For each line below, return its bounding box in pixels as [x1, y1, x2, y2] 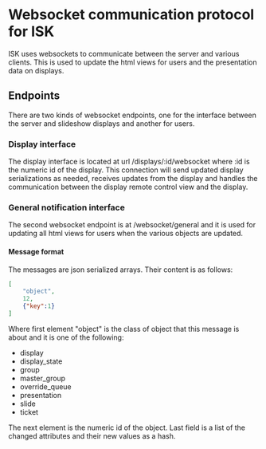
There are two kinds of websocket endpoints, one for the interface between [8, 110, 256, 120]
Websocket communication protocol [8, 6, 255, 24]
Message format [8, 246, 65, 256]
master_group [19, 373, 66, 383]
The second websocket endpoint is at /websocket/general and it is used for [8, 220, 256, 230]
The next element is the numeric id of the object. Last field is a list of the [8, 423, 245, 432]
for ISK [8, 22, 55, 41]
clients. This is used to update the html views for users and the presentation [8, 57, 257, 67]
